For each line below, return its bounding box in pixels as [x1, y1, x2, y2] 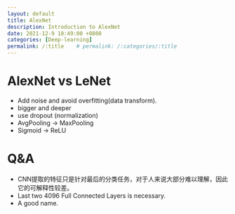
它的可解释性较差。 [17, 183, 74, 192]
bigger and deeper [17, 103, 72, 112]
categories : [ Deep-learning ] [7, 36, 93, 44]
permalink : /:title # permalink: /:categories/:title [7, 43, 177, 50]
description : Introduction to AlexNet [7, 23, 121, 30]
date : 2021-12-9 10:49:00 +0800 [7, 29, 102, 37]
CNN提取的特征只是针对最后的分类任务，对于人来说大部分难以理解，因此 [17, 175, 229, 183]
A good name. [17, 199, 58, 207]
